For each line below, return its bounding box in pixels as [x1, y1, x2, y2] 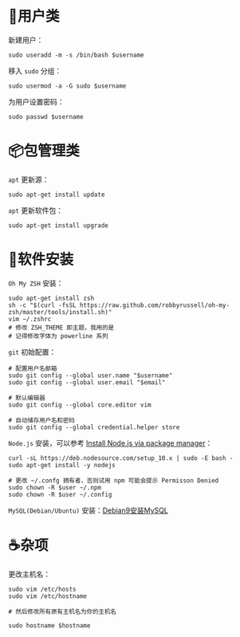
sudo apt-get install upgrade [8, 221, 109, 230]
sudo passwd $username [8, 112, 84, 120]
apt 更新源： [8, 175, 49, 184]
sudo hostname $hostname [8, 621, 91, 630]
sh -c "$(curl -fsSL [8, 301, 77, 309]
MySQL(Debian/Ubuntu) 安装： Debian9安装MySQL [8, 505, 169, 515]
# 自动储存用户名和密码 [8, 416, 76, 424]
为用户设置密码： [8, 96, 65, 106]
